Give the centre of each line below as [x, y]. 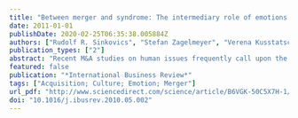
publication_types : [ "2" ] [57, 51]
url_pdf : [25, 91]
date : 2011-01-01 [41, 26]
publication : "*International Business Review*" [101, 75]
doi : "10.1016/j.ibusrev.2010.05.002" [81, 100]
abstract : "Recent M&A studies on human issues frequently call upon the [149, 59]
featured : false [39, 67]
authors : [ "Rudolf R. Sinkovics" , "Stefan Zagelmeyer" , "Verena [130, 42]
